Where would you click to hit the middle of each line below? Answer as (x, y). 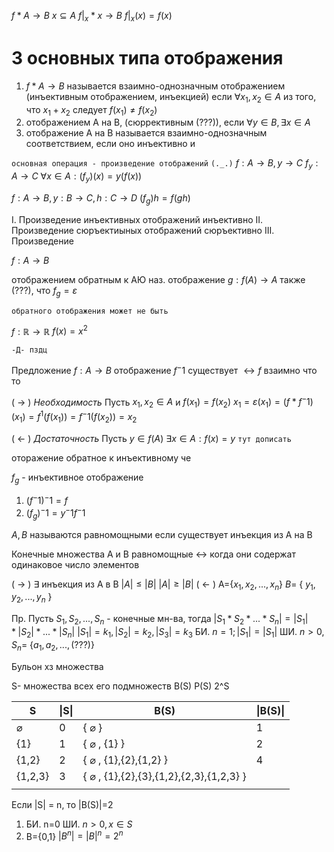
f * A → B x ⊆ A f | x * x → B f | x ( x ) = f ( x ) (92, 17)
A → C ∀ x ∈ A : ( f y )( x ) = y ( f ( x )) (77, 177)
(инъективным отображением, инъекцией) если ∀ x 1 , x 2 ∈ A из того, (171, 97)
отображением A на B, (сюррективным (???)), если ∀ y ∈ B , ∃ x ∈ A (168, 122)
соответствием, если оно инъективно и (110, 144)
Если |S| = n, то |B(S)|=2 (62, 804)
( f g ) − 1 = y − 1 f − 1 (55, 513)
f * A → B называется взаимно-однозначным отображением (155, 86)
